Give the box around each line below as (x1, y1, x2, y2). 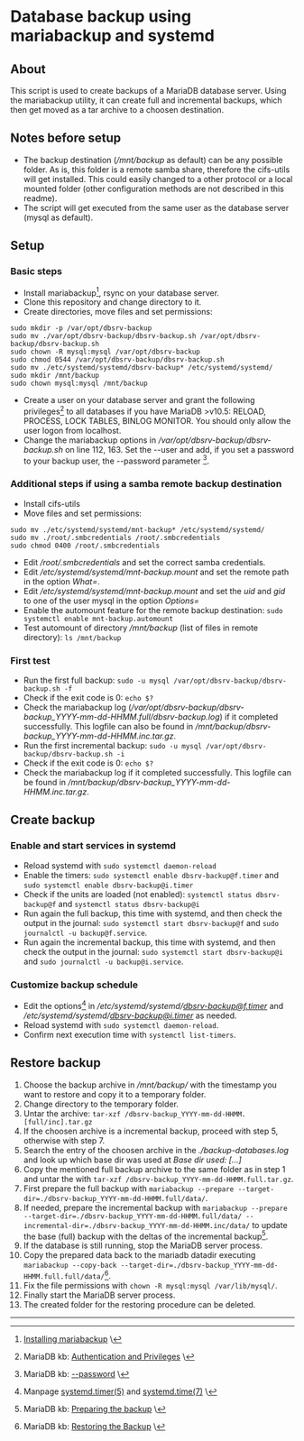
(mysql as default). (23, 212, 94, 223)
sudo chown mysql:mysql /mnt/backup (10, 379, 148, 389)
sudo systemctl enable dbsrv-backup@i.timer (23, 881, 194, 890)
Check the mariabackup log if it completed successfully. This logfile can (23, 767, 292, 778)
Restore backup (10, 1055, 102, 1070)
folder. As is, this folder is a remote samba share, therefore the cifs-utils (23, 164, 290, 175)
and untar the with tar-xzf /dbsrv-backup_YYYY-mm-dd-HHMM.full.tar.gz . (23, 1173, 294, 1184)
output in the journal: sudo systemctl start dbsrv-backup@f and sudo (23, 917, 279, 928)
